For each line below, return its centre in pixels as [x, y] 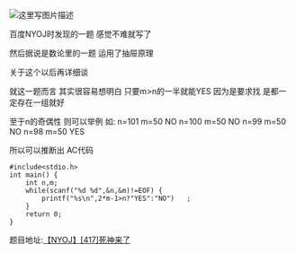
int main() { [34, 175]
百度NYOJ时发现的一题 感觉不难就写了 [81, 34]
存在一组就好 [40, 102]
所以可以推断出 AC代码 [52, 150]
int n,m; [42, 183]
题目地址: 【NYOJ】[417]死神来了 [70, 240]
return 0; [44, 214]
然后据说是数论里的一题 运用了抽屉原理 [81, 53]
